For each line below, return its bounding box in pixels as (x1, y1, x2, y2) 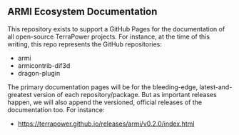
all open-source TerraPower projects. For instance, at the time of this (7, 32, 210, 41)
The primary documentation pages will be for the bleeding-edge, (7, 82, 198, 91)
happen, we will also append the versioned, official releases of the (7, 98, 202, 106)
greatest (7, 90, 32, 99)
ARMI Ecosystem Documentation (7, 6, 158, 18)
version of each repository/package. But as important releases (33, 90, 218, 99)
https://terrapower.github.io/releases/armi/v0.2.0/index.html (17, 119, 195, 128)
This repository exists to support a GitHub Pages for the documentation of (7, 24, 225, 33)
